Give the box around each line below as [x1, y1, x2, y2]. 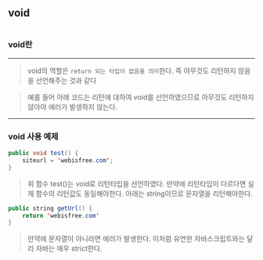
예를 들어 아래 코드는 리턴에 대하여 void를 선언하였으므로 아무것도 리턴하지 [27, 92, 254, 102]
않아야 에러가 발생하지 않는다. [27, 102, 118, 111]
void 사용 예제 [8, 131, 59, 142]
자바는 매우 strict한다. [35, 244, 103, 253]
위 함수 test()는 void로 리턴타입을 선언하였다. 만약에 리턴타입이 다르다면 [27, 179, 247, 188]
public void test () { [8, 150, 79, 157]
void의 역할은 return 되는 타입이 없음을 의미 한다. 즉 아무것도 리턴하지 [27, 66, 236, 75]
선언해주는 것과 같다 [35, 75, 97, 85]
